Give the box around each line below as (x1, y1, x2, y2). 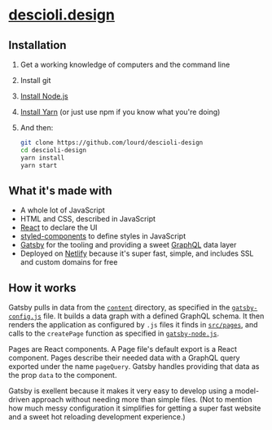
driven (8, 395, 30, 405)
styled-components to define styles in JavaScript (20, 231, 186, 241)
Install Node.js (20, 91, 68, 101)
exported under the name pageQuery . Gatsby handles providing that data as (8, 362, 260, 371)
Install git (20, 76, 51, 85)
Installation (8, 38, 67, 52)
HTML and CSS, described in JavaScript (20, 214, 156, 224)
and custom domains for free (20, 257, 118, 267)
